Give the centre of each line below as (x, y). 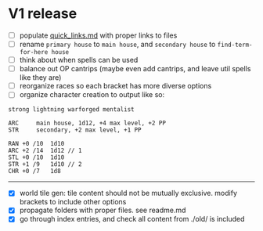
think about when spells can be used (79, 60)
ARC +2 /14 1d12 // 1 (45, 151)
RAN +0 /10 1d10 (36, 144)
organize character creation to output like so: (92, 95)
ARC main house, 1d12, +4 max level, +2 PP (87, 123)
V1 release (43, 14)
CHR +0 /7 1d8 (34, 171)
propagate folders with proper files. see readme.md (103, 210)
